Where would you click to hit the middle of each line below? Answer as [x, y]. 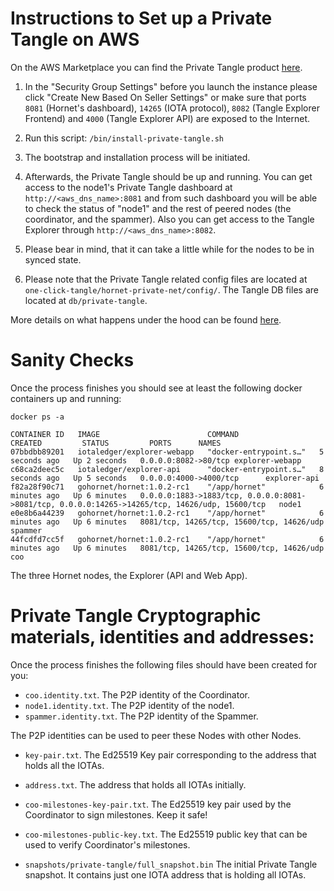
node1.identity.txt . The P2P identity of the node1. [129, 705]
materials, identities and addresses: [162, 637]
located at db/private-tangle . [86, 300]
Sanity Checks [72, 360]
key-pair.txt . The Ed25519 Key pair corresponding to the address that [170, 754]
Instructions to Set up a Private [141, 18]
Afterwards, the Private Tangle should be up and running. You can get [168, 176]
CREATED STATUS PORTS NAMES [116, 443]
